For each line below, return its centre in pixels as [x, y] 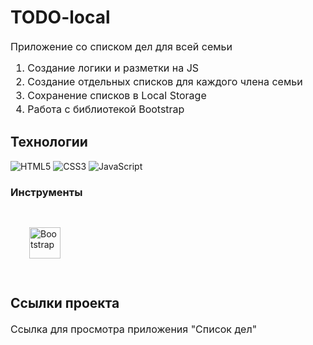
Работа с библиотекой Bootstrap [106, 109]
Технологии [49, 142]
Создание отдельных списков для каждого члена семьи [165, 81]
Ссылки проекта [65, 303]
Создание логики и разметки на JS [113, 68]
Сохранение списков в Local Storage [117, 95]
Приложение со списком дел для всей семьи [121, 46]
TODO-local [60, 17]
